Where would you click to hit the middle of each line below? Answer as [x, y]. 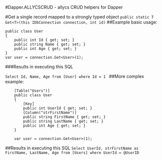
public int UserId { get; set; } [58, 108]
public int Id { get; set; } [44, 40]
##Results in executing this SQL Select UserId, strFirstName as [72, 148]
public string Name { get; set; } [50, 44]
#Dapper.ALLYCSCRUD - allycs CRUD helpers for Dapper [64, 7]
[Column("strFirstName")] [50, 113]
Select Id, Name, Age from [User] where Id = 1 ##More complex [75, 76]
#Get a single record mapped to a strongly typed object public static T [80, 17]
